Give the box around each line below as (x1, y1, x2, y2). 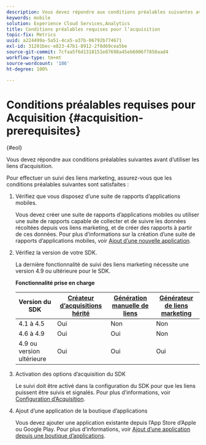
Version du (18, 298, 51, 306)
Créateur (67, 294, 94, 302)
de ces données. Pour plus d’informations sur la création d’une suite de (15, 230, 196, 238)
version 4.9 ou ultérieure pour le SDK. (15, 267, 111, 275)
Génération (113, 294, 147, 302)
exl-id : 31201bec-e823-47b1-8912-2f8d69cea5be (6, 44, 128, 50)
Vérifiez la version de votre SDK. (15, 249, 97, 256)
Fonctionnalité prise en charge (15, 280, 95, 287)
